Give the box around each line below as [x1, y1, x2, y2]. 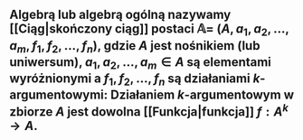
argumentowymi [9, 88, 104, 103]
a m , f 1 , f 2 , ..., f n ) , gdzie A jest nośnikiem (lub [9, 38, 260, 55]
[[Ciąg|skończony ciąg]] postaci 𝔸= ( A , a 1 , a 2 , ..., [9, 22, 289, 39]
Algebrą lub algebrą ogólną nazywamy [9, 7, 232, 23]
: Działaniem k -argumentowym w [103, 88, 295, 103]
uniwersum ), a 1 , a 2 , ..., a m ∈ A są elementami [9, 54, 271, 71]
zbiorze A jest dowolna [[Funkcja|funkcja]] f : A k [9, 101, 289, 120]
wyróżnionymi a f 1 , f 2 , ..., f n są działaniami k [9, 70, 260, 89]
